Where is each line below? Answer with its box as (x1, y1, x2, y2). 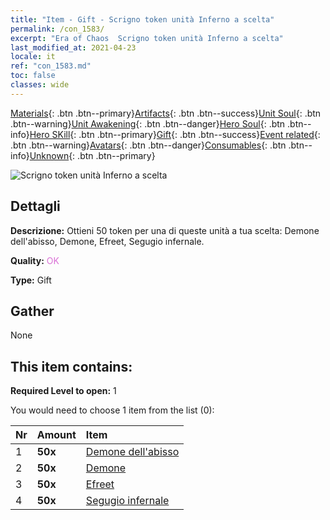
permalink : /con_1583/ (10, 24, 105, 34)
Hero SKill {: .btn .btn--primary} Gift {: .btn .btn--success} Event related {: (29, 128, 321, 140)
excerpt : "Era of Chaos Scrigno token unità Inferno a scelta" (10, 33, 284, 43)
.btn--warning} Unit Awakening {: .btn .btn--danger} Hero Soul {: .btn (10, 117, 286, 130)
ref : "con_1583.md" (10, 61, 92, 71)
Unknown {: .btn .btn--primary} (29, 149, 156, 161)
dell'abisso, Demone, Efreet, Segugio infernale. (10, 235, 205, 247)
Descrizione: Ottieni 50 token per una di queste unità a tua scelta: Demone (10, 224, 320, 236)
